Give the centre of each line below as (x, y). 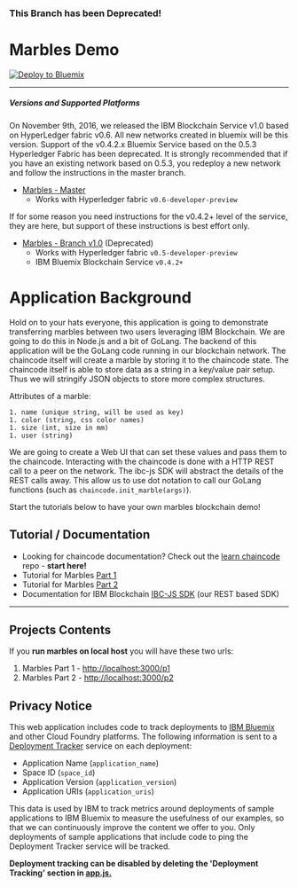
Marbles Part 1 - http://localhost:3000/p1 (96, 669)
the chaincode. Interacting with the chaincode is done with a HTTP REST (142, 461)
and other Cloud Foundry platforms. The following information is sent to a (143, 737)
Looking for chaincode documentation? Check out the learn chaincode (151, 556)
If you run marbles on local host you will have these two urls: (122, 651)
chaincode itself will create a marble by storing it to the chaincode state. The (149, 360)
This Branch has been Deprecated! (86, 13)
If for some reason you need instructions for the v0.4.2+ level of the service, (149, 216)
